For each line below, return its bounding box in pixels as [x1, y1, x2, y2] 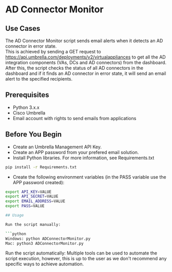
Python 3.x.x [12, 104, 40, 110]
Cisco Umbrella [12, 109, 46, 116]
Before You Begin [5, 130, 62, 139]
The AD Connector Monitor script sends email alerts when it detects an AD [5, 37, 163, 44]
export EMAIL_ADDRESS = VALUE [5, 199, 66, 204]
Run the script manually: [5, 222, 61, 227]
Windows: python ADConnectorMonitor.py [5, 236, 91, 241]
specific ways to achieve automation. [5, 261, 84, 267]
